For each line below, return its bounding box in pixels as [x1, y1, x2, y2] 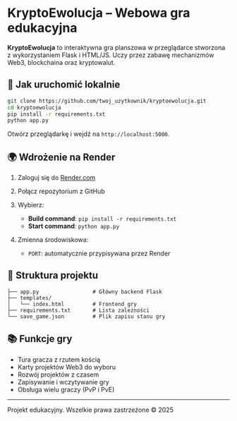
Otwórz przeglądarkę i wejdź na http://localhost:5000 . [7, 130, 170, 138]
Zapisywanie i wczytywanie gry [17, 377, 109, 386]
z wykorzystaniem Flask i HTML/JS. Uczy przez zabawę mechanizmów [7, 51, 214, 59]
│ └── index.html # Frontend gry [7, 300, 138, 307]
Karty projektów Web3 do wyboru [17, 362, 116, 371]
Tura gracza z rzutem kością [17, 355, 101, 364]
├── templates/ [7, 294, 52, 301]
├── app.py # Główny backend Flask [7, 288, 162, 295]
